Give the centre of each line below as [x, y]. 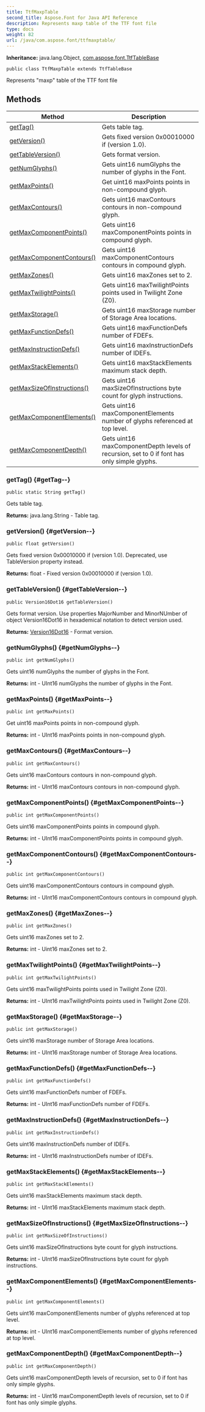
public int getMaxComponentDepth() [52, 1366]
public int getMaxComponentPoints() [53, 815]
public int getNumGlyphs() [41, 660]
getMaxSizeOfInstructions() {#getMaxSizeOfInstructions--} [97, 1223]
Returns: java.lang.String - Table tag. [53, 515]
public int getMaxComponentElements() [56, 1301]
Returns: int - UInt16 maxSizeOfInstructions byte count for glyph [88, 1259]
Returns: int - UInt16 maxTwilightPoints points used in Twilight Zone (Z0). [98, 1001]
